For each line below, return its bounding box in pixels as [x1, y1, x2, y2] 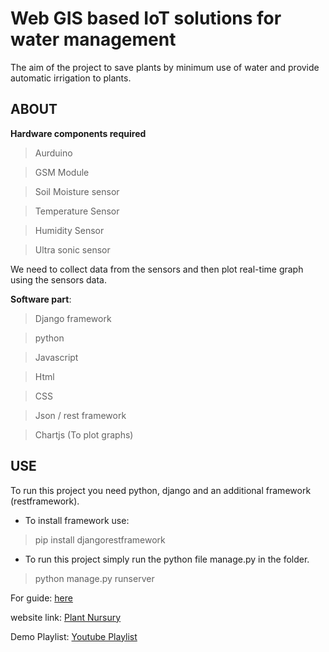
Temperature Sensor [34, 205, 120, 217]
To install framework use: [24, 514, 130, 526]
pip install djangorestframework [34, 533, 166, 546]
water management [10, 28, 177, 51]
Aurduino [34, 147, 73, 159]
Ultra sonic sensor [34, 243, 111, 256]
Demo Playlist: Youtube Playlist [10, 630, 138, 642]
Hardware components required [10, 127, 147, 139]
